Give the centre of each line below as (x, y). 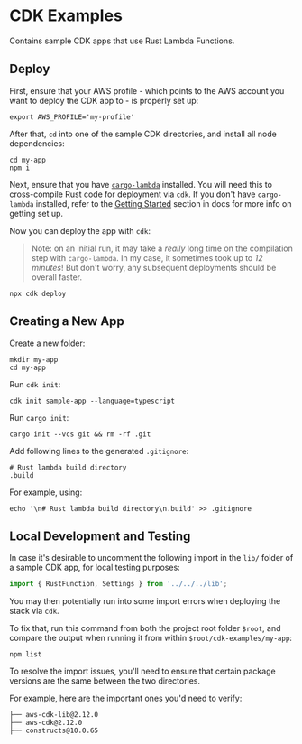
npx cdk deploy (38, 293)
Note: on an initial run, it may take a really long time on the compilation (162, 248)
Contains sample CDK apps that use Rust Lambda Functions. (122, 41)
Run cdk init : (35, 384)
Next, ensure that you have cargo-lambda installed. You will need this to (141, 184)
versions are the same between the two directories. (105, 681)
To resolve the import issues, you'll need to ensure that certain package (143, 671)
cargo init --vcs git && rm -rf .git (80, 434)
